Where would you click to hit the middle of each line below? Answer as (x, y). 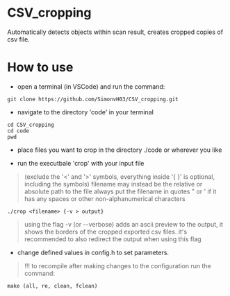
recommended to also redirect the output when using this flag (113, 239)
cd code (18, 131)
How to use (40, 68)
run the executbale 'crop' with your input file (81, 163)
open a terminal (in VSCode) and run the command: (91, 86)
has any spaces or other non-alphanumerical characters (105, 198)
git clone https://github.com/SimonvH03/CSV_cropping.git (93, 99)
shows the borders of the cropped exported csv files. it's (106, 232)
